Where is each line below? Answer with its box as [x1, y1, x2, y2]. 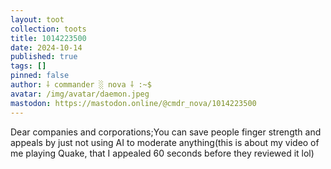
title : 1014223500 [10, 33, 87, 43]
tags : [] [10, 61, 47, 71]
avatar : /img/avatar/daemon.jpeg [10, 89, 150, 99]
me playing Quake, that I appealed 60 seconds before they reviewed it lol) [10, 147, 315, 159]
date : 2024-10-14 [10, 42, 83, 53]
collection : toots [10, 24, 87, 34]
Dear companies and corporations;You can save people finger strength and [10, 126, 322, 138]
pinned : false [10, 71, 70, 81]
